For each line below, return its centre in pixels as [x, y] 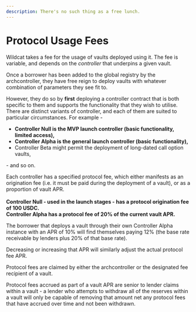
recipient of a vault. [29, 273]
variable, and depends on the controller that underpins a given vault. [89, 63]
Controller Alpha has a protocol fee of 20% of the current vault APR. [91, 214]
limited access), [35, 135]
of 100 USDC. [23, 208]
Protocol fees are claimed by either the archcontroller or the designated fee [97, 267]
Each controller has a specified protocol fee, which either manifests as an [95, 177]
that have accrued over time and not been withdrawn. [71, 303]
